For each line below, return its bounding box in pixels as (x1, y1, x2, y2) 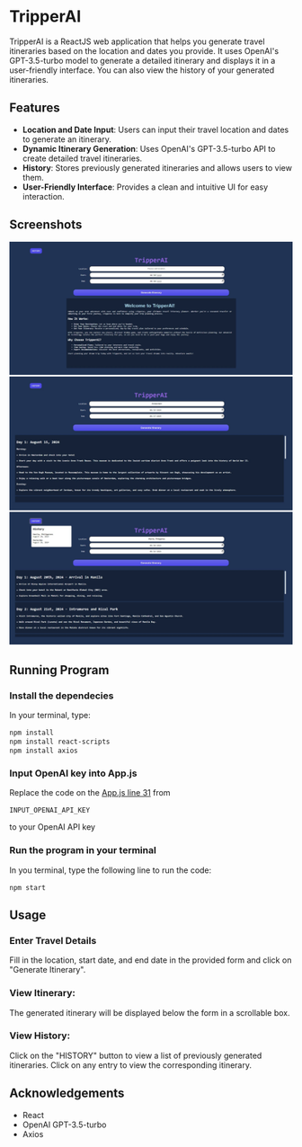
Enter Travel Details (9, 934, 97, 947)
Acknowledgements (9, 1086, 125, 1101)
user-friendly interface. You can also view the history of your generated (9, 65, 275, 76)
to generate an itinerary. (22, 133, 112, 145)
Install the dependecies (9, 689, 114, 702)
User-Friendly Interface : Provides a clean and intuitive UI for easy (22, 182, 269, 192)
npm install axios (9, 746, 78, 755)
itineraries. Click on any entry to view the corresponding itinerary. (9, 1059, 252, 1071)
